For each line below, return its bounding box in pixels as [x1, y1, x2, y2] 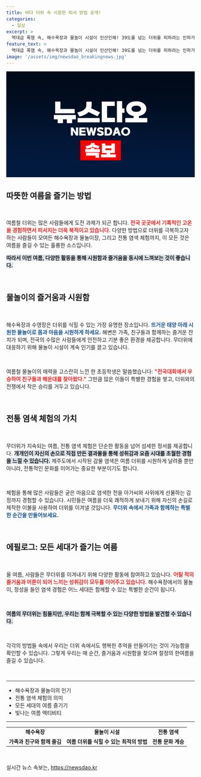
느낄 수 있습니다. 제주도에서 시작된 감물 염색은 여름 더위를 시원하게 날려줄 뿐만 [12, 457, 194, 464]
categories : [6, 16, 36, 22]
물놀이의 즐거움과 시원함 [6, 292, 90, 303]
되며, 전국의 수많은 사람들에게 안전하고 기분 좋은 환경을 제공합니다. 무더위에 [17, 336, 193, 343]
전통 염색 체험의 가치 [6, 413, 77, 424]
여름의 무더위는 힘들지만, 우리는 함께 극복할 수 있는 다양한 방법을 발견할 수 [6, 610, 176, 617]
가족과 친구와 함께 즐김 [8, 738, 62, 745]
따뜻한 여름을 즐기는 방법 [6, 190, 92, 200]
